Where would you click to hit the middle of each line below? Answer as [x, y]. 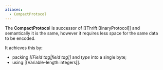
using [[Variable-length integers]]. [46, 62]
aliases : [14, 9]
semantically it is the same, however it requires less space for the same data [81, 33]
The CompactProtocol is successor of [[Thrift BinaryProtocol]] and [72, 28]
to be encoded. [20, 38]
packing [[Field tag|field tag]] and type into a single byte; [69, 57]
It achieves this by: [24, 48]
